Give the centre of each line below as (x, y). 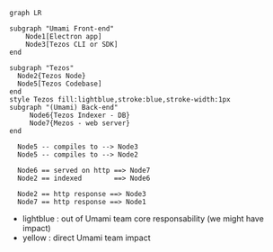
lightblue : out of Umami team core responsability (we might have (143, 219)
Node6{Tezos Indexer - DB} (79, 115)
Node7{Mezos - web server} (79, 123)
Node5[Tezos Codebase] (60, 84)
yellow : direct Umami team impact (86, 238)
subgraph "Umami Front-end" (62, 29)
